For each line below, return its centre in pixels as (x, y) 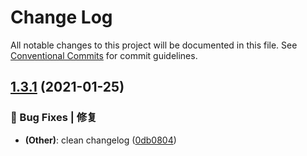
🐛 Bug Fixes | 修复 (54, 118)
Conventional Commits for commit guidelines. (104, 55)
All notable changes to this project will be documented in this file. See (154, 45)
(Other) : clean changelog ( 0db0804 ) (100, 140)
